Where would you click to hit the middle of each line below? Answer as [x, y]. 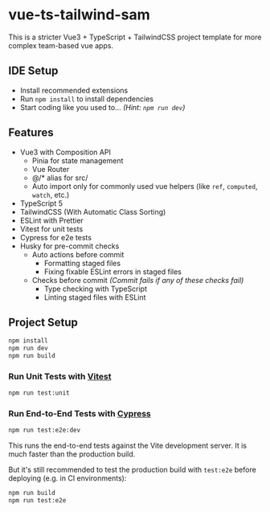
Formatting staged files [82, 263]
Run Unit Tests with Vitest [60, 376]
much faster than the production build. [72, 454]
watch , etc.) [51, 195]
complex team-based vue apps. [61, 45]
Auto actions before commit [78, 254]
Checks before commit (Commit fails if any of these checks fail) [138, 280]
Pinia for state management [78, 160]
